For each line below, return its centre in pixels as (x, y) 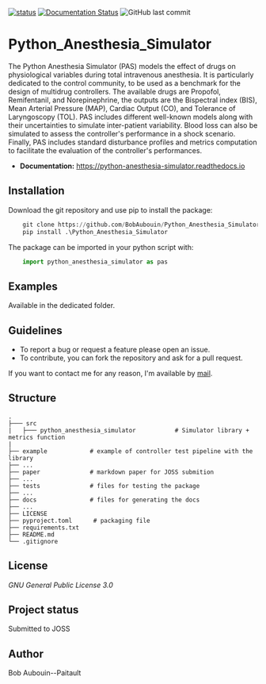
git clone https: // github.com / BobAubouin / (93, 225)
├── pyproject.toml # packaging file (79, 521)
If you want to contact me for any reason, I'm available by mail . (110, 373)
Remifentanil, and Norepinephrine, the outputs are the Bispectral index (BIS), (133, 100)
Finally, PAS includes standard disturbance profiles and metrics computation (133, 142)
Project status (44, 610)
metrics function (37, 437)
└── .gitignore (33, 541)
